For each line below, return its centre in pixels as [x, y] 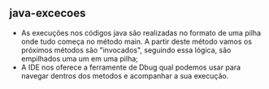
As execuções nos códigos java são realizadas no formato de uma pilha [141, 32]
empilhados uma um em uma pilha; [80, 58]
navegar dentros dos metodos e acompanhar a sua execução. [125, 75]
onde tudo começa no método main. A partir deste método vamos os [137, 41]
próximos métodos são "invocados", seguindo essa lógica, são [126, 50]
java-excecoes [48, 13]
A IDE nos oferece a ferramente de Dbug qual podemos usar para [131, 67]
